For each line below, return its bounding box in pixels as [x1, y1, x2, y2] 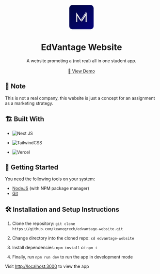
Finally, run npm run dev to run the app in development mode [12, 254, 133, 260]
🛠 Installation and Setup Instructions [5, 205, 120, 213]
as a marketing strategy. [5, 100, 53, 106]
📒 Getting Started [5, 163, 59, 171]
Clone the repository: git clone [12, 221, 75, 226]
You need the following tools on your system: [5, 176, 96, 182]
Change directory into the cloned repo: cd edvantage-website [12, 235, 134, 241]
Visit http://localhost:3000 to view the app [5, 263, 89, 269]
